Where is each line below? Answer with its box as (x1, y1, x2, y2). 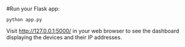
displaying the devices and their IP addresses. (6, 34, 122, 41)
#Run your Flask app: (6, 5, 60, 12)
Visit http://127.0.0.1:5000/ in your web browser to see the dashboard (6, 27, 180, 34)
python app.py (6, 17, 43, 23)
